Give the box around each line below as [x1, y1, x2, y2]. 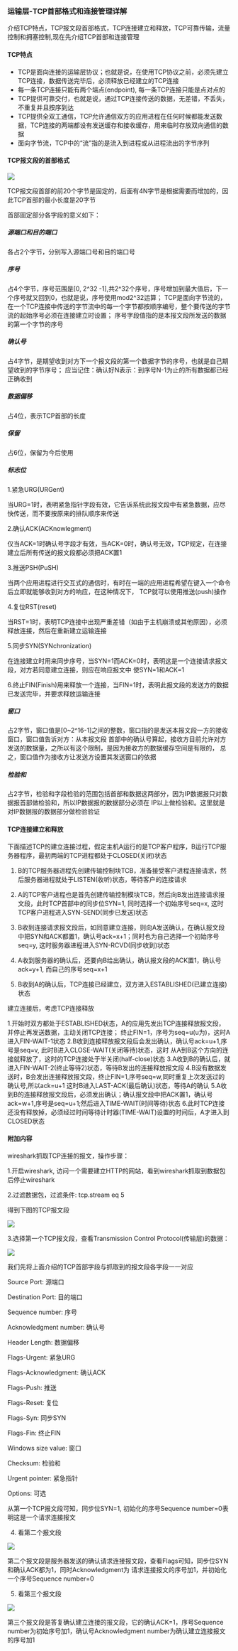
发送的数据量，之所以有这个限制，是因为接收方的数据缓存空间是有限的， [7, 744, 218, 753]
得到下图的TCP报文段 [7, 1205, 69, 1214]
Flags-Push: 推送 [7, 1383, 57, 1392]
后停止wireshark [7, 1175, 55, 1184]
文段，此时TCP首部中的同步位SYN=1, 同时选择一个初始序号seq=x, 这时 [17, 899, 225, 908]
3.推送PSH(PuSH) [7, 563, 59, 571]
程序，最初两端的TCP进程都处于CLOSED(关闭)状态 [19, 851, 167, 859]
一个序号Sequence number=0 [7, 1574, 94, 1583]
